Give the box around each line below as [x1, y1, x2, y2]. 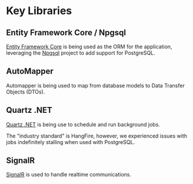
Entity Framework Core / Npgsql [6, 28, 127, 38]
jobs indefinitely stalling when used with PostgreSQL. [6, 138, 135, 145]
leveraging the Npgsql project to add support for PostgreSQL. [6, 49, 155, 56]
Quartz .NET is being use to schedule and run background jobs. [6, 121, 161, 128]
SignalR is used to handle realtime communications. [6, 171, 131, 178]
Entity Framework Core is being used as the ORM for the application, [6, 43, 172, 50]
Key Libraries [6, 4, 72, 18]
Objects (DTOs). [6, 88, 45, 95]
